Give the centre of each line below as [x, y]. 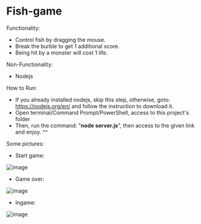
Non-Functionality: [30, 64]
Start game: [30, 155]
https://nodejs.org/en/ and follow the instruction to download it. [94, 106]
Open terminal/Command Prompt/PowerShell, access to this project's [102, 112]
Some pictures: [25, 143]
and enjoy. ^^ [31, 132]
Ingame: [25, 202]
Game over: [29, 179]
